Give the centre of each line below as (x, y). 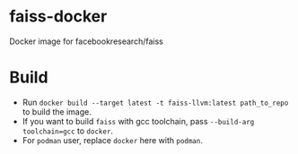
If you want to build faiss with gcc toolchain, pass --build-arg (138, 121)
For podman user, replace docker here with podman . (113, 140)
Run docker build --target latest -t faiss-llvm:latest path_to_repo (155, 102)
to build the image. (57, 111)
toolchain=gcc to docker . (68, 131)
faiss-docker (58, 17)
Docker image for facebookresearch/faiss (86, 41)
